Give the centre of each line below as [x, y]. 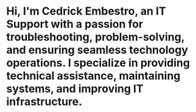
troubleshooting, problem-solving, [95, 37]
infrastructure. [44, 102]
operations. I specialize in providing [98, 63]
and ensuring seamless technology [97, 50]
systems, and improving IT [75, 89]
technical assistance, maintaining [93, 76]
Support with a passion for [75, 24]
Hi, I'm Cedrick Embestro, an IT [86, 11]
